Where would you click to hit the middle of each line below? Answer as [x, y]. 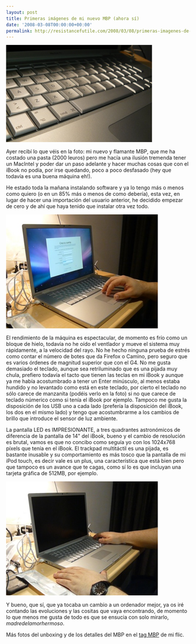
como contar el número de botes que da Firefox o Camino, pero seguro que [97, 356]
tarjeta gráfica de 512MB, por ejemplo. [52, 473]
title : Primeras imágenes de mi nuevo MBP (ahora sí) [73, 18]
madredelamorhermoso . [35, 624]
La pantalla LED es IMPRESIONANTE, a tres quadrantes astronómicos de [93, 430]
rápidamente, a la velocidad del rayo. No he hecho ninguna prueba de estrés [98, 350]
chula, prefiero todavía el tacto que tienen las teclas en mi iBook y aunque [95, 375]
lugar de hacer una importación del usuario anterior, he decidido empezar [94, 200]
